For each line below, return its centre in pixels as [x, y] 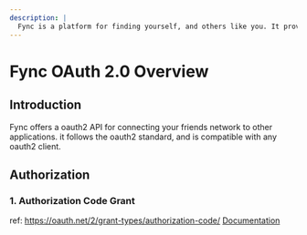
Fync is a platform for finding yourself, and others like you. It [149, 26]
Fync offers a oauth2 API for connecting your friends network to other [141, 127]
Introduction [46, 105]
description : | [38, 18]
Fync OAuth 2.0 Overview [109, 72]
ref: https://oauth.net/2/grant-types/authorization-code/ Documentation [145, 220]
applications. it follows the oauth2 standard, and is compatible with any [143, 137]
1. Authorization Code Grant [72, 200]
